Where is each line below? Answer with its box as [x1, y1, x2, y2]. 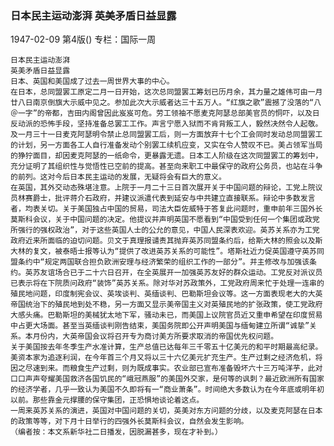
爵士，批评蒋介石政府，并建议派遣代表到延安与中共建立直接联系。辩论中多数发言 [32, 193, 316, 204]
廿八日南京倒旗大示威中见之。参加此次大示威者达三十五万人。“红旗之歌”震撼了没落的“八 [10, 98, 322, 108]
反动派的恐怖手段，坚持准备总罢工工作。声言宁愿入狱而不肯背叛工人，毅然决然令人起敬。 [10, 119, 323, 129]
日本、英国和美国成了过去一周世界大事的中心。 [10, 77, 175, 87]
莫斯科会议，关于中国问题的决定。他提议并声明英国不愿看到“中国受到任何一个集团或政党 [10, 215, 320, 225]
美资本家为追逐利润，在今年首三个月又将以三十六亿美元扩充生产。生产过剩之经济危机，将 [10, 353, 323, 363]
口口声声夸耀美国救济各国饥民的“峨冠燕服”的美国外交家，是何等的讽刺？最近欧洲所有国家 [10, 374, 325, 384]
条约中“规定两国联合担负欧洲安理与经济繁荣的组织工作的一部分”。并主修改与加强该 [17, 257, 310, 267]
